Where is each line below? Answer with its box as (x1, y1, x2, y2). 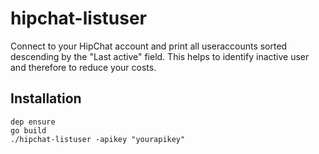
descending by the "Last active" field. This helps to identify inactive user (10, 50, 310, 62)
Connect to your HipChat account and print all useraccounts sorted (10, 40, 288, 52)
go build (10, 125, 47, 136)
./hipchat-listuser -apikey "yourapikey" (10, 134, 186, 144)
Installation (10, 90, 82, 107)
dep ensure (10, 117, 56, 127)
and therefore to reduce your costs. (10, 61, 157, 73)
